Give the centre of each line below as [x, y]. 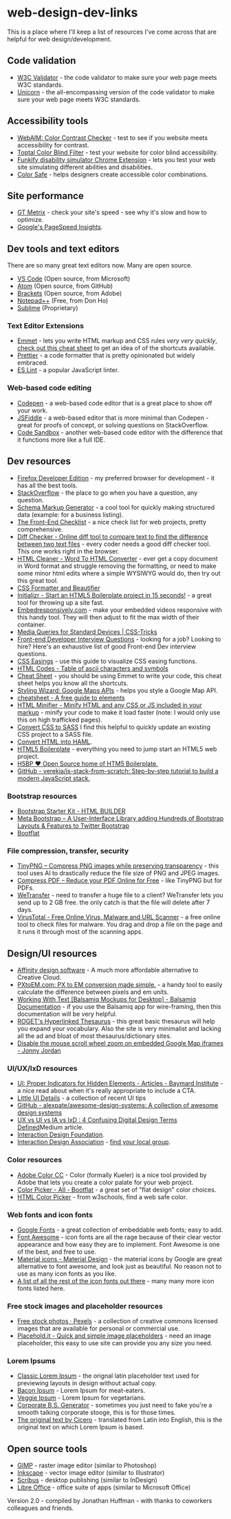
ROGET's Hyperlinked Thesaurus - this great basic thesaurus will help [116, 1021]
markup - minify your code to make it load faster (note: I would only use [119, 712]
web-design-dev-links [73, 13]
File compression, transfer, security [68, 850]
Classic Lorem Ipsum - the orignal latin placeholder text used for [108, 1376]
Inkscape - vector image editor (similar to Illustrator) [91, 1473]
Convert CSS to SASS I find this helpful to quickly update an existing [114, 727]
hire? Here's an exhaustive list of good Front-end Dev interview [107, 646]
